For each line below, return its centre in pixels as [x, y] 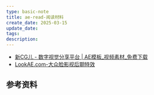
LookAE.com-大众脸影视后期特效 [55, 64]
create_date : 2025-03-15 [37, 23]
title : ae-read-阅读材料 [35, 17]
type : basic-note [28, 12]
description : [22, 39]
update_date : [22, 28]
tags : [13, 34]
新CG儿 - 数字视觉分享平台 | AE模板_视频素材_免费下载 [81, 57]
